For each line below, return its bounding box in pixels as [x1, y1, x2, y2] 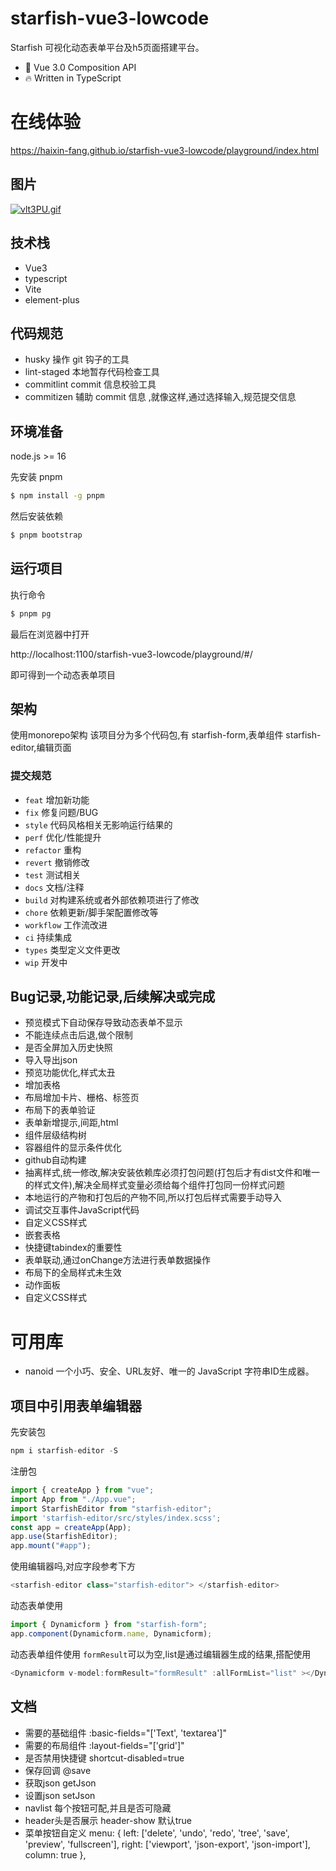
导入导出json [24, 1054, 78, 1066]
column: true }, [24, 1848, 87, 1861]
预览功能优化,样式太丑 [24, 1067, 116, 1079]
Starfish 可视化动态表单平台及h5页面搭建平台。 [10, 41, 205, 53]
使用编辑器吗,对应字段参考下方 [10, 1560, 137, 1572]
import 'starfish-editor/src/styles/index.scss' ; [10, 1513, 222, 1523]
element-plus [24, 293, 80, 306]
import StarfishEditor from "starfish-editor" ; [10, 1503, 213, 1514]
